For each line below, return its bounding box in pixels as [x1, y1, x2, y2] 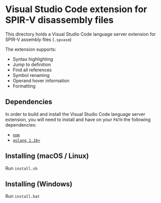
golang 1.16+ [12, 138, 41, 143]
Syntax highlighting [12, 56, 53, 62]
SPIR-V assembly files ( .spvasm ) [5, 36, 72, 43]
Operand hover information [12, 77, 70, 84]
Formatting [12, 83, 36, 89]
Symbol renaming [12, 72, 50, 78]
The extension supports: [5, 46, 57, 52]
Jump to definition [12, 61, 51, 67]
